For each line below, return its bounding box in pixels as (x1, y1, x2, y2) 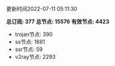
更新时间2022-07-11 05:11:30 (6, 5, 78, 12)
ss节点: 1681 (14, 38, 46, 45)
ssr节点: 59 (14, 46, 43, 53)
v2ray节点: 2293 (14, 53, 56, 60)
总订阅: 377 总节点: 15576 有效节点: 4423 (6, 18, 110, 25)
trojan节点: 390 (14, 31, 53, 38)
